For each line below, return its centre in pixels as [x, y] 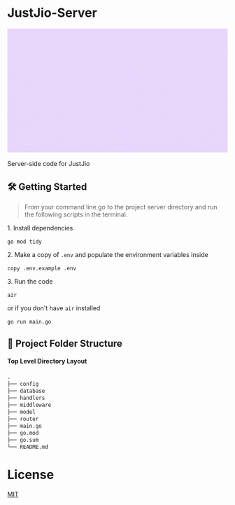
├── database [26, 391]
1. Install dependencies [40, 228]
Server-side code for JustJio [49, 164]
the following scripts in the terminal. [76, 214]
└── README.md [28, 447]
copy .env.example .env [42, 269]
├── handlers [26, 398]
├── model [22, 412]
